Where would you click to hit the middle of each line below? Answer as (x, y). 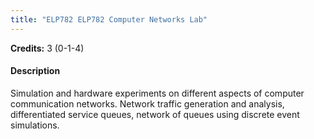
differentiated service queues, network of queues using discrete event (155, 114)
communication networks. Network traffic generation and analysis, (147, 103)
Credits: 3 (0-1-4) (47, 48)
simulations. (35, 125)
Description (35, 71)
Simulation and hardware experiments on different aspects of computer (157, 93)
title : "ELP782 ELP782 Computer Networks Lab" (109, 19)
